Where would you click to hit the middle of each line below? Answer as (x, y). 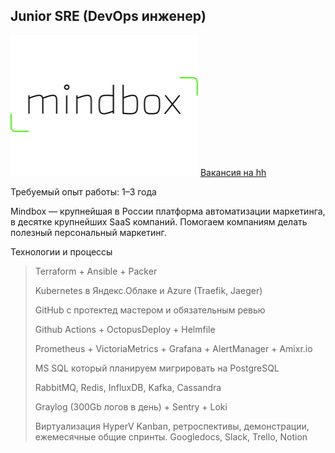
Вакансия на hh (233, 172)
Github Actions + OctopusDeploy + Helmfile (125, 329)
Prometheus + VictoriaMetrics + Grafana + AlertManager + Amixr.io (173, 348)
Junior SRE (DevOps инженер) (108, 16)
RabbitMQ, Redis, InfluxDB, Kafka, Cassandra (128, 387)
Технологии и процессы (61, 251)
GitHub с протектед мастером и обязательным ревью (150, 310)
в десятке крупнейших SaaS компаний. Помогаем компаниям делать (159, 221)
